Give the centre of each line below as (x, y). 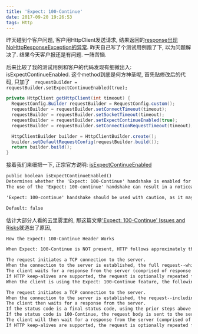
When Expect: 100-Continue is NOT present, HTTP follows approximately (96, 249)
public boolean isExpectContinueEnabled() (59, 176)
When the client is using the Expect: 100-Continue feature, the (88, 282)
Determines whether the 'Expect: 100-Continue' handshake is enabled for (99, 181)
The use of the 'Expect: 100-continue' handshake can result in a (89, 187)
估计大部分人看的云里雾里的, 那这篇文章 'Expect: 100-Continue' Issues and (96, 220)
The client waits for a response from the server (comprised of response (99, 271)
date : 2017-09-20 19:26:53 (39, 17)
